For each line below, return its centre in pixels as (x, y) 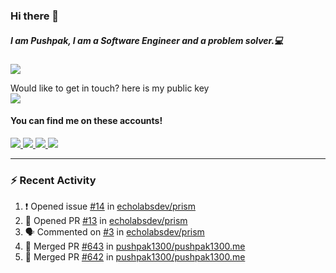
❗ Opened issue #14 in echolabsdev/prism (110, 206)
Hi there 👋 (35, 16)
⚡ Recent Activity (53, 181)
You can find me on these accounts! (86, 121)
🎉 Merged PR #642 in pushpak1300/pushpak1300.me (135, 257)
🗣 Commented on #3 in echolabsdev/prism (114, 232)
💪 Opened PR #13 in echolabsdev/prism (106, 221)
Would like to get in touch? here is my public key (110, 88)
